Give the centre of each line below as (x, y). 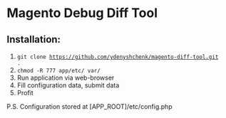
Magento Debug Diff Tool (82, 13)
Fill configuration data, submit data (68, 85)
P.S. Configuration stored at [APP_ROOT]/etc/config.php (89, 107)
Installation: (34, 39)
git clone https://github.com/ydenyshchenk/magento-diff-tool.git (118, 57)
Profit (25, 93)
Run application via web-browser (66, 77)
